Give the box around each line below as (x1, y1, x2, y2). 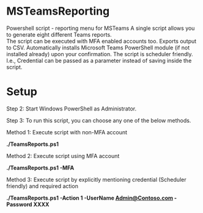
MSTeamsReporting (6, 4, 110, 18)
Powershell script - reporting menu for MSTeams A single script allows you (6, 24, 195, 32)
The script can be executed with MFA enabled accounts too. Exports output (6, 37, 197, 45)
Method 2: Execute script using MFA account (6, 152, 120, 159)
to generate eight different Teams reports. (6, 31, 112, 38)
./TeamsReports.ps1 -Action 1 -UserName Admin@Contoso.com (6, 194, 173, 201)
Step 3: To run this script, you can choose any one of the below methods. (6, 117, 191, 124)
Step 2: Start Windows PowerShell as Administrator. (6, 105, 136, 112)
